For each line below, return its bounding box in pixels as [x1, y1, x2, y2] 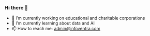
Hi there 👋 [4, 4, 29, 11]
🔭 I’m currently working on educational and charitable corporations [11, 15, 145, 21]
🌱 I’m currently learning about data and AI [11, 20, 95, 26]
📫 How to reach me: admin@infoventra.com [11, 26, 101, 32]
